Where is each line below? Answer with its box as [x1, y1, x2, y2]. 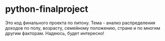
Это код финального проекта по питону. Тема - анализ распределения [5, 20, 156, 26]
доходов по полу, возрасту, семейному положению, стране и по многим [5, 25, 161, 31]
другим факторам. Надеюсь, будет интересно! [5, 30, 104, 36]
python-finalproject [5, 3, 88, 15]
